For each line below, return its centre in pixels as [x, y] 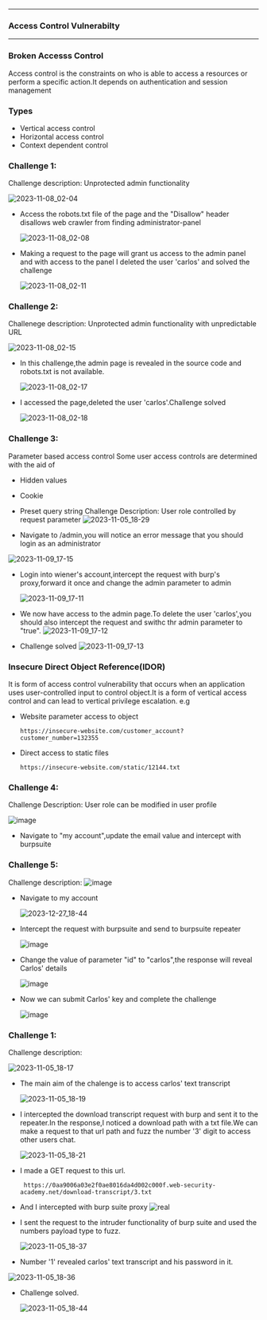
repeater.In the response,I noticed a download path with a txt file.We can [139, 1122]
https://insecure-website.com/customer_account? [102, 731]
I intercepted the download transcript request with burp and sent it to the [139, 1114]
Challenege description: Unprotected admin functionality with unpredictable [132, 324]
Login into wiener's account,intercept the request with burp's [120, 574]
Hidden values [43, 480]
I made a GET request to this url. [72, 1170]
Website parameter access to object [79, 717]
